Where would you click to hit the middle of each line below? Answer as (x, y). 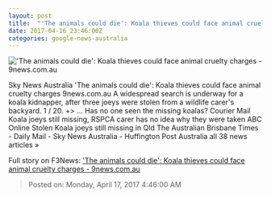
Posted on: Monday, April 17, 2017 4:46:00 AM (104, 185)
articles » (24, 145)
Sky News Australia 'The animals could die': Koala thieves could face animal (135, 85)
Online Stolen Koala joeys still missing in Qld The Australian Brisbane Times (133, 128)
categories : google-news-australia (68, 38)
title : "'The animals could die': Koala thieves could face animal (126, 23)
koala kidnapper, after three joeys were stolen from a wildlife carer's (121, 102)
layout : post (30, 16)
